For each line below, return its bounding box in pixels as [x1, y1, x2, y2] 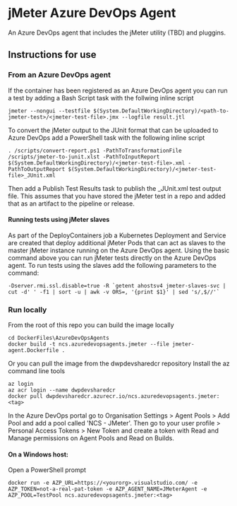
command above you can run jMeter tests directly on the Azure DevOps [8, 253, 217, 262]
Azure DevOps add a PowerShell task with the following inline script [8, 133, 205, 142]
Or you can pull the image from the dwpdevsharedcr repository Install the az [8, 359, 230, 368]
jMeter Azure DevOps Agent [8, 5, 176, 21]
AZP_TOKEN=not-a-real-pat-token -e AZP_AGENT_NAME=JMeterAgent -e [8, 486, 207, 493]
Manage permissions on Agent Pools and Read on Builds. [8, 434, 175, 442]
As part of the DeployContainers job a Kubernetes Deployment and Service [8, 231, 226, 240]
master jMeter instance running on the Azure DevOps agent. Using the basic [8, 246, 230, 254]
